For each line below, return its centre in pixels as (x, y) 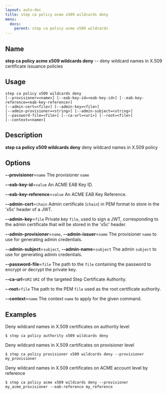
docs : (15, 24)
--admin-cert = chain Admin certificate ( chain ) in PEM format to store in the (82, 204)
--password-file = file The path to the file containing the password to (78, 264)
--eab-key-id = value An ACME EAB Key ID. (49, 185)
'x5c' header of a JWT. (29, 210)
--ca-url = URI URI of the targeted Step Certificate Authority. (66, 279)
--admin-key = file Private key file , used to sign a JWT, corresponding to (82, 219)
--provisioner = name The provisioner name (47, 175)
